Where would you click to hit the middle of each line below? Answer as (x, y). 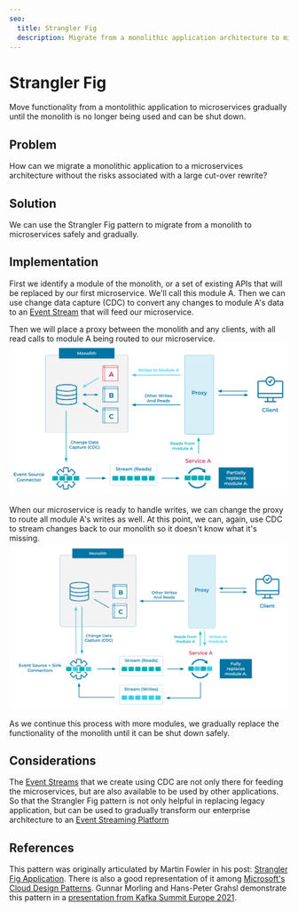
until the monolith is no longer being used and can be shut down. (128, 116)
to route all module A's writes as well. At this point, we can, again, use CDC (146, 519)
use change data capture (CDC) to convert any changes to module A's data (147, 302)
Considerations (53, 761)
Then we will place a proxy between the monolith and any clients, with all (143, 329)
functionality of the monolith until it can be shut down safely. (120, 732)
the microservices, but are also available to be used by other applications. (144, 792)
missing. (24, 538)
